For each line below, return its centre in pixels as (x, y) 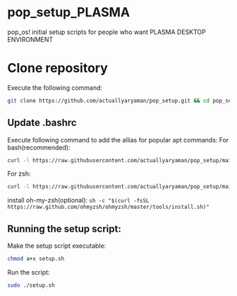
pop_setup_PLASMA (69, 12)
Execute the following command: (55, 87)
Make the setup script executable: (57, 246)
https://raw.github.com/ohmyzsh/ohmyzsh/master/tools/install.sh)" (109, 207)
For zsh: (19, 173)
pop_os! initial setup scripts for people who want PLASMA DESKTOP (107, 32)
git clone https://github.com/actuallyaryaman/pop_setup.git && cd (109, 101)
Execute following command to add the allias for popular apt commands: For (118, 140)
